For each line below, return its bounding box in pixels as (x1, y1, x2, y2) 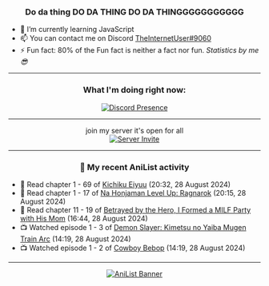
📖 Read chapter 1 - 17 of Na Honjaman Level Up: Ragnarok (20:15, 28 (19, 188, 247, 197)
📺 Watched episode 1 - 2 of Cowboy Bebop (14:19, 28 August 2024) (19, 243, 246, 252)
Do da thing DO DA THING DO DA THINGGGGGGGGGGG (25, 6, 244, 18)
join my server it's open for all (85, 125, 184, 135)
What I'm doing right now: (82, 85, 187, 96)
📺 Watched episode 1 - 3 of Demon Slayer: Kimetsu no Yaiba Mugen (19, 222, 247, 232)
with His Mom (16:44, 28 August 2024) (19, 213, 148, 223)
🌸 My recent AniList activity (79, 161, 190, 173)
